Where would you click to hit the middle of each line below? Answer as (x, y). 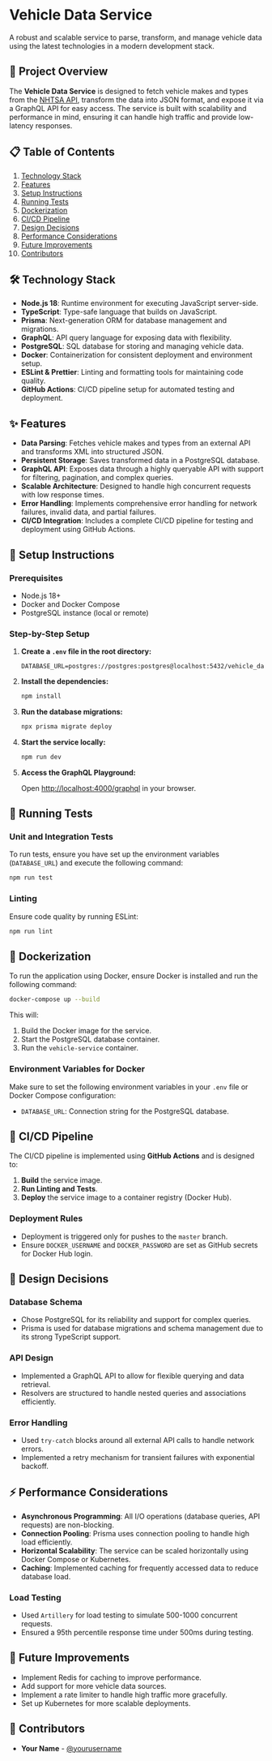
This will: (24, 1015)
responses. (54, 125)
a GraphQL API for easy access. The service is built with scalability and (128, 108)
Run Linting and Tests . (59, 1189)
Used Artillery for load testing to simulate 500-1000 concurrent (129, 1615)
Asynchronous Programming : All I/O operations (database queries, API (140, 1516)
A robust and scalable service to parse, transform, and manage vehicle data (136, 37)
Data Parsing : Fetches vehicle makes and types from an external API (136, 443)
